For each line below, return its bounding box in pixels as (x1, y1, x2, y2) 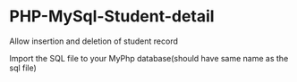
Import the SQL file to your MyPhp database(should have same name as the (9, 53, 289, 63)
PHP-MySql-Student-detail (9, 6, 215, 27)
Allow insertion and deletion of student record (9, 36, 179, 46)
